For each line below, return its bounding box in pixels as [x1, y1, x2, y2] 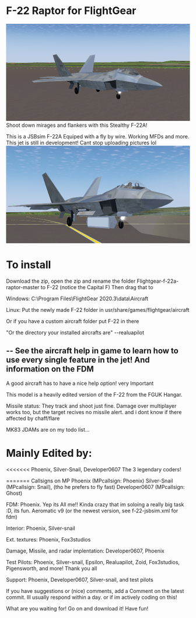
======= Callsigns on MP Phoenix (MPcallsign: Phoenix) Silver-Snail [6, 477, 173, 484]
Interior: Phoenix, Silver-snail [6, 525, 76, 532]
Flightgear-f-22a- [136, 277, 179, 284]
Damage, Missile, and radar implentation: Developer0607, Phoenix [6, 547, 164, 554]
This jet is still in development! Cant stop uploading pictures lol [6, 139, 156, 147]
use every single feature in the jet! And [6, 355, 150, 365]
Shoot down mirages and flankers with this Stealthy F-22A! [6, 121, 148, 129]
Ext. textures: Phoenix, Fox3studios [6, 536, 91, 543]
